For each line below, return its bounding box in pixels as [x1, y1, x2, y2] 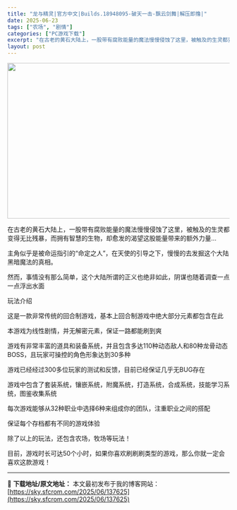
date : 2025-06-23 [7, 17, 59, 24]
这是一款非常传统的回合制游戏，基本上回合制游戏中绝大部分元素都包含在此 [7, 312, 224, 320]
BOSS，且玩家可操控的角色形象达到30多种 [7, 351, 131, 358]
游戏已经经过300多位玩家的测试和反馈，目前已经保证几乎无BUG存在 [7, 365, 206, 374]
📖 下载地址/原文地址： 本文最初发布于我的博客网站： [7, 480, 160, 487]
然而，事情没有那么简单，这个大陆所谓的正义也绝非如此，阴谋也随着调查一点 [7, 273, 230, 281]
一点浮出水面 [7, 281, 44, 290]
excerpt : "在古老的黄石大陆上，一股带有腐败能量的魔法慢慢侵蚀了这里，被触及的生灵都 [7, 37, 228, 44]
